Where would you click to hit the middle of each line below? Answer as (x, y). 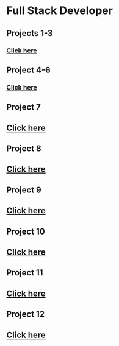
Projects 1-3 (30, 33)
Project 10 (26, 231)
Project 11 (25, 273)
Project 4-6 (28, 70)
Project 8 (24, 148)
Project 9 (24, 190)
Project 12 (26, 314)
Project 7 (23, 107)
